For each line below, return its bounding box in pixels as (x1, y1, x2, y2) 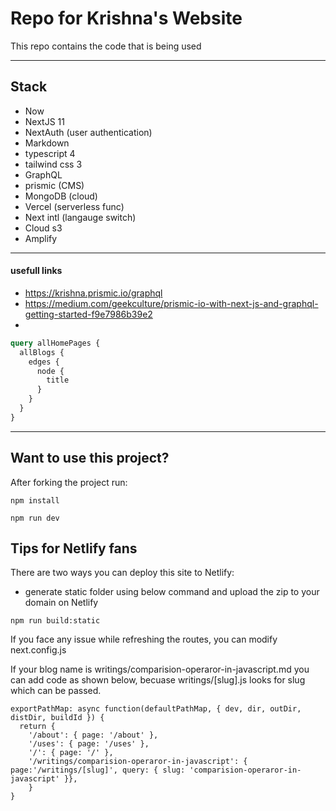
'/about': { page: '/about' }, (28, 730, 159, 741)
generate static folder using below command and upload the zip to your (24, 586, 320, 598)
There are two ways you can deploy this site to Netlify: (10, 567, 235, 579)
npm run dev (10, 513, 60, 523)
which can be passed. (10, 685, 102, 697)
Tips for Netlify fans (10, 540, 138, 557)
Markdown (24, 137, 70, 149)
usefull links (10, 265, 63, 277)
